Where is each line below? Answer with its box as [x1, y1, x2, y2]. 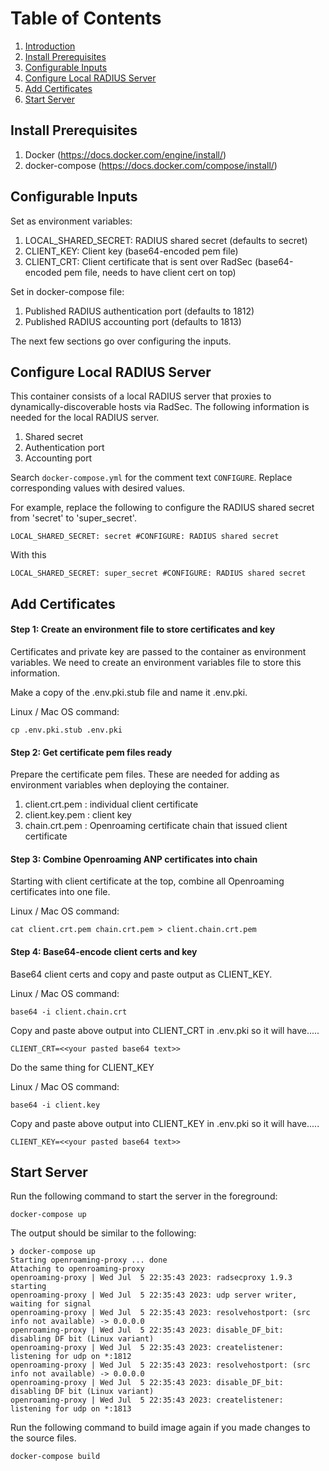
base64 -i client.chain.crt [10, 1007, 128, 1017]
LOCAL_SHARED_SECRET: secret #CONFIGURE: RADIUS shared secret [10, 532, 280, 542]
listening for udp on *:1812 [10, 1352, 132, 1362]
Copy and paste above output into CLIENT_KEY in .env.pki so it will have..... [10, 1117, 320, 1129]
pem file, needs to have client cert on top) [63, 266, 237, 278]
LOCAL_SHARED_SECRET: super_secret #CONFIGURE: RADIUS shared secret [10, 568, 307, 579]
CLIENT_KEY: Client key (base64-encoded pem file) [24, 245, 239, 257]
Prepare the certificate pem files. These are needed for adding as [10, 768, 280, 781]
